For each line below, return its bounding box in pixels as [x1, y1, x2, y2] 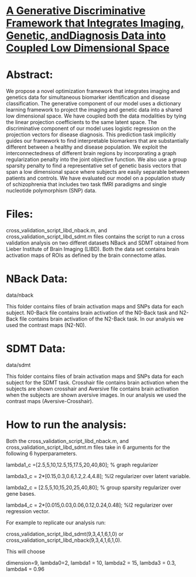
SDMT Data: [6, 342, 66, 355]
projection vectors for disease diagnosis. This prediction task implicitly [6, 131, 177, 138]
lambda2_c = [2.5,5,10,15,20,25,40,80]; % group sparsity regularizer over [6, 484, 181, 491]
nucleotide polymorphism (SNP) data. [6, 187, 97, 194]
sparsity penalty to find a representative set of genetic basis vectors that [6, 162, 181, 169]
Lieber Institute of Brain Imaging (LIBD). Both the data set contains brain [6, 246, 180, 253]
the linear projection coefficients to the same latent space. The [6, 119, 157, 126]
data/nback [6, 291, 34, 298]
